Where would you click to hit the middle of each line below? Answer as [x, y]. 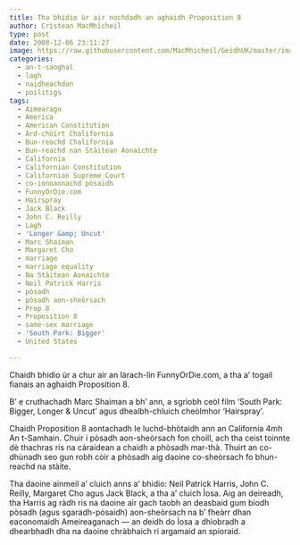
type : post [29, 34]
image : [21, 51]
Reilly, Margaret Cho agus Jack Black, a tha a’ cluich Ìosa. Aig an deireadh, [146, 493]
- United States [47, 341]
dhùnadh [26, 457]
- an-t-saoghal [46, 68]
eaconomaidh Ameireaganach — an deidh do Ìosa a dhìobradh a [127, 521]
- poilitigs [40, 92]
